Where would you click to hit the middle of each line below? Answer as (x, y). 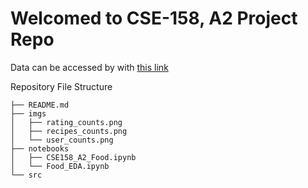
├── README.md (40, 105)
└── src (26, 175)
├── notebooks (40, 148)
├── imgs (28, 113)
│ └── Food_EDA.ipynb (60, 166)
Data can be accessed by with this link (89, 67)
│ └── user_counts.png (62, 140)
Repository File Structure (61, 86)
